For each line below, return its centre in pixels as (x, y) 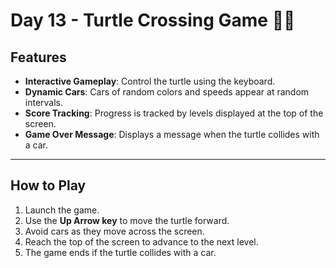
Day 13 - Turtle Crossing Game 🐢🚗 (153, 20)
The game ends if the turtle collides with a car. (120, 252)
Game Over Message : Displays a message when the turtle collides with (172, 134)
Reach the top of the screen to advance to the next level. (141, 241)
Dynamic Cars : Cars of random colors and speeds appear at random (167, 92)
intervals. (44, 102)
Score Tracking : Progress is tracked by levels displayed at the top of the (174, 113)
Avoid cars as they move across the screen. (114, 231)
